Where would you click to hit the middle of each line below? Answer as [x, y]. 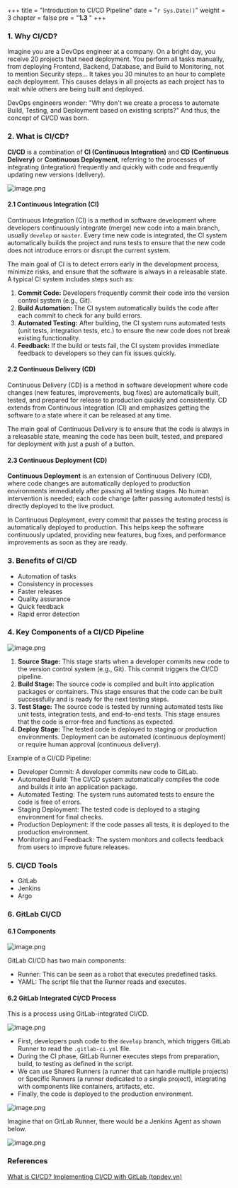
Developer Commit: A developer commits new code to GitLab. [108, 771]
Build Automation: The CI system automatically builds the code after [118, 308]
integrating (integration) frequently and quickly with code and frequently [113, 167]
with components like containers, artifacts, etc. [86, 1087]
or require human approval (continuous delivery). [89, 744]
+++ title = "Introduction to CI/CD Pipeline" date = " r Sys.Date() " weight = [117, 10]
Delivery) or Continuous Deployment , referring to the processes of [106, 159]
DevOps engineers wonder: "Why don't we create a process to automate [113, 103]
